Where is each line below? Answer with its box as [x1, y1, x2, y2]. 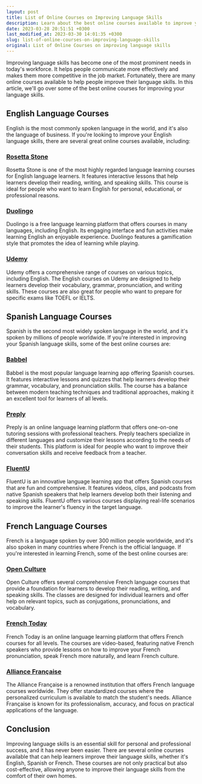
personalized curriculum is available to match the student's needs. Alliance [6, 694, 192, 701]
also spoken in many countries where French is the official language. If [6, 543, 182, 551]
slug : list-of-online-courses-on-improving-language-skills [6, 37, 161, 43]
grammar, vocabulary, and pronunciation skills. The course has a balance [6, 382, 188, 389]
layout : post [6, 8, 39, 15]
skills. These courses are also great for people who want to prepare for [6, 288, 182, 295]
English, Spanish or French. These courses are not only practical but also [6, 759, 188, 767]
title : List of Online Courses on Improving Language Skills [6, 14, 163, 21]
